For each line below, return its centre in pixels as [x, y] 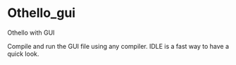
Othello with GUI [31, 32]
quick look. [23, 54]
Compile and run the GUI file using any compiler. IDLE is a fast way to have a [118, 46]
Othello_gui [42, 13]
